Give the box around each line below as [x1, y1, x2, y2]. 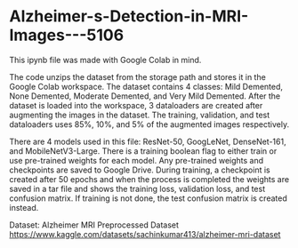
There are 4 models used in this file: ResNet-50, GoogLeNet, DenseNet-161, [9, 136, 286, 147]
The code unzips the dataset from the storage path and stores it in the [9, 71, 267, 82]
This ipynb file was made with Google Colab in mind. [9, 54, 202, 65]
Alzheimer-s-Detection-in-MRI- [9, 6, 249, 27]
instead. [9, 202, 39, 212]
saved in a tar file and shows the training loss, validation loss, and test [9, 183, 265, 194]
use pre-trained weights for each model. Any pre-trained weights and [9, 155, 264, 165]
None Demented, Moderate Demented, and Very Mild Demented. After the [9, 91, 281, 101]
